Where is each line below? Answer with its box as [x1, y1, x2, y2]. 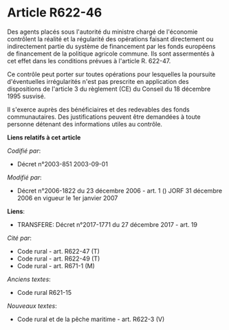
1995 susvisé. [7, 91, 46, 100]
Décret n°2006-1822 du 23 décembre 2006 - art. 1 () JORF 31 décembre [17, 186, 222, 195]
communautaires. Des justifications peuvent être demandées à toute [7, 112, 201, 121]
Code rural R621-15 [17, 288, 72, 296]
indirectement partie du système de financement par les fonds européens [7, 42, 216, 50]
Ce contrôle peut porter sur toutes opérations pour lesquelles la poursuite [7, 70, 216, 78]
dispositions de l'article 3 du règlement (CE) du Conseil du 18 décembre [7, 85, 211, 93]
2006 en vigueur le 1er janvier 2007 [17, 194, 118, 202]
